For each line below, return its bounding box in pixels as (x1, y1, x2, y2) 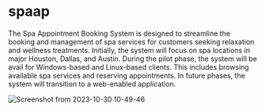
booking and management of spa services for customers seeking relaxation (8, 36, 255, 46)
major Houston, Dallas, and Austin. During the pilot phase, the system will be (8, 54, 257, 63)
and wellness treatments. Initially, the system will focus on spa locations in (8, 45, 251, 55)
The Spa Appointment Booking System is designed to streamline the (8, 29, 231, 38)
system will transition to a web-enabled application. (8, 78, 176, 89)
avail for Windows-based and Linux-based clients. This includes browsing (8, 62, 249, 71)
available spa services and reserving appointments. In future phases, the (8, 71, 245, 80)
